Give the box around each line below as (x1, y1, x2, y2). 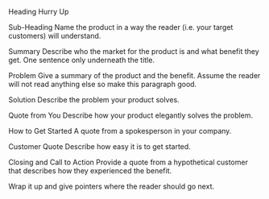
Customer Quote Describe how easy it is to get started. (8, 142, 191, 151)
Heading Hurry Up (8, 7, 69, 16)
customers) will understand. (8, 31, 101, 40)
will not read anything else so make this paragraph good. (8, 80, 197, 89)
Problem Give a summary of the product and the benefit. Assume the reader (8, 71, 261, 80)
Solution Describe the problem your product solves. (8, 95, 180, 104)
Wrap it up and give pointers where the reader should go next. (8, 181, 215, 191)
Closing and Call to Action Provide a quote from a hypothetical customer (8, 157, 248, 167)
